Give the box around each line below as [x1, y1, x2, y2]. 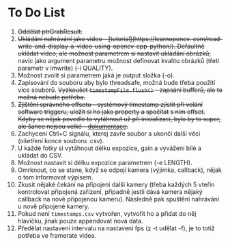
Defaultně [177, 42, 205, 50]
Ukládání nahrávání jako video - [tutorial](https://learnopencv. [17, 34, 192, 42]
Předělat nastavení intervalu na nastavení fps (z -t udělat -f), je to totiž [17, 224, 216, 232]
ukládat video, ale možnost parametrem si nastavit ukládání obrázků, [17, 49, 211, 58]
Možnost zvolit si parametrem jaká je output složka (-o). [17, 71, 175, 79]
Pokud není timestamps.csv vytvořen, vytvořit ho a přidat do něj [17, 209, 197, 217]
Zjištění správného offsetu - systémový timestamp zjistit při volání [17, 100, 203, 108]
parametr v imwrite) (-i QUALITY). [17, 64, 113, 72]
